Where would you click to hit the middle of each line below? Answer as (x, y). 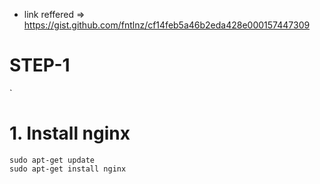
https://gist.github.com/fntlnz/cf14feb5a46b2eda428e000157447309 (167, 25)
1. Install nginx (70, 133)
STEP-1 (40, 65)
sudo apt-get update (52, 160)
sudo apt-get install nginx (68, 169)
